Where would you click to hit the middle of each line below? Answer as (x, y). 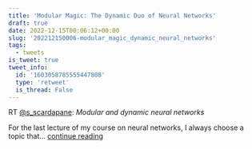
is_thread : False (44, 90)
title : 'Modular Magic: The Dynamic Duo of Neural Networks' (112, 16)
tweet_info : (28, 68)
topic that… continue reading (56, 136)
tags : (17, 45)
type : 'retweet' (42, 82)
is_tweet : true (34, 61)
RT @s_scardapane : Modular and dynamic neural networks (106, 112)
